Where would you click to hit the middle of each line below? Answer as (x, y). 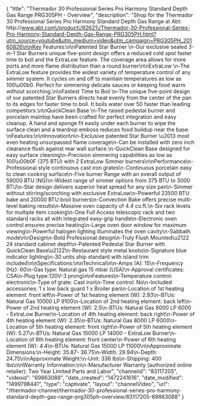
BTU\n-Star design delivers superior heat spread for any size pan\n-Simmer (100, 187)
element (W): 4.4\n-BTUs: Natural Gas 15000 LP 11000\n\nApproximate (94, 346)
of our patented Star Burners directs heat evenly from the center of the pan (99, 98)
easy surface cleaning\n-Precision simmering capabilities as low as (89, 155)
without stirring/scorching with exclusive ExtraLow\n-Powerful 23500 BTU (98, 193)
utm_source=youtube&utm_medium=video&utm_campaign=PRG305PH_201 (99, 40)
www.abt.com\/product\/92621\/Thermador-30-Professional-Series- (106, 28)
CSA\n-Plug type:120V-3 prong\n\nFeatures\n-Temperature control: (89, 276)
